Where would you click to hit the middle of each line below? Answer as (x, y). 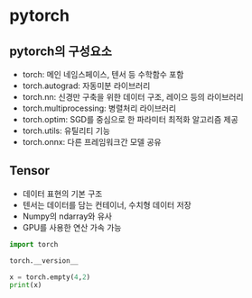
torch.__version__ (44, 261)
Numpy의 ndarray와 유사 (67, 216)
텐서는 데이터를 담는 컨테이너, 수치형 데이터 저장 (107, 204)
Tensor (30, 171)
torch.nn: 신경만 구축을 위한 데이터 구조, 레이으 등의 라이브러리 (133, 97)
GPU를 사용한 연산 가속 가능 (72, 227)
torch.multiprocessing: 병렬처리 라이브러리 (99, 108)
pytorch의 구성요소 (61, 51)
